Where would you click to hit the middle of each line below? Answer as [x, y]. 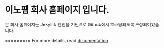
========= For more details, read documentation [56, 40]
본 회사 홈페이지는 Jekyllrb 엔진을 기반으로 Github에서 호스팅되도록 [69, 24]
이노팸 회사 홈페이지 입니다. [57, 10]
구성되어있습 [147, 24]
